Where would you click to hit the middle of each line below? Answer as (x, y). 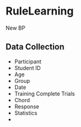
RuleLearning (40, 11)
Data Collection (35, 47)
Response (27, 106)
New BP (15, 28)
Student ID (28, 68)
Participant (28, 61)
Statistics (26, 112)
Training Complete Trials (45, 93)
